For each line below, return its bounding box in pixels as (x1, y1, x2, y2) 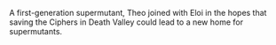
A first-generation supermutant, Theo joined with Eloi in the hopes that (9, 8, 267, 18)
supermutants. (9, 26, 63, 36)
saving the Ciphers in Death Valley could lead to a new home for (9, 17, 244, 27)
